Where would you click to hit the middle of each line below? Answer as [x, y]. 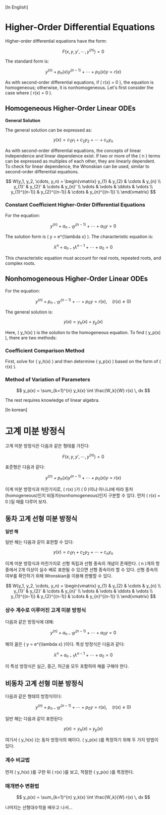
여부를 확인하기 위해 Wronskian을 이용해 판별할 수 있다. [59, 576]
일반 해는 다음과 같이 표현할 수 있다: [39, 542]
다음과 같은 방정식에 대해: [30, 622]
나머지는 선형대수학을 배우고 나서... [39, 808]
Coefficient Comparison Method [45, 351]
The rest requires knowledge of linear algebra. [53, 400]
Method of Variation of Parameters [48, 379]
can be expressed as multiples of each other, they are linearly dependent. [80, 161]
